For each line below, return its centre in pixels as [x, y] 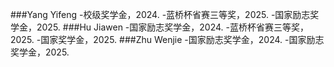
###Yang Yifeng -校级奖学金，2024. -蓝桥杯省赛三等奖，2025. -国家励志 [160, 14]
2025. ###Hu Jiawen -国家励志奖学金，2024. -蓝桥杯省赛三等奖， [172, 27]
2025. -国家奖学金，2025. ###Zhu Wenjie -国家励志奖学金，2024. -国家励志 [167, 39]
